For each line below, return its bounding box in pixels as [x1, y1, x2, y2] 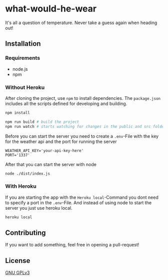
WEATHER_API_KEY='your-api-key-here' [5, 148, 84, 153]
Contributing [5, 228, 46, 237]
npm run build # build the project [5, 119, 79, 124]
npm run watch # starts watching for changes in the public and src [5, 124, 151, 129]
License [5, 256, 30, 265]
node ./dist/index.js [5, 171, 50, 176]
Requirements [5, 55, 40, 62]
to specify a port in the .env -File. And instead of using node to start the [5, 199, 151, 206]
